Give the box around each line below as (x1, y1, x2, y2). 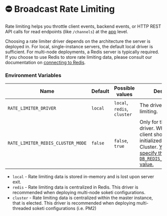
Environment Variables (5, 72, 62, 79)
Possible (114, 85, 135, 92)
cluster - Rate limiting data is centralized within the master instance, (12, 195, 153, 201)
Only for (139, 118, 159, 125)
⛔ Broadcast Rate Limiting (5, 3, 115, 15)
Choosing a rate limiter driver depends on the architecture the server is (5, 38, 151, 44)
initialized (139, 137, 162, 144)
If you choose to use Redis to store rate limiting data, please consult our (5, 54, 153, 60)
